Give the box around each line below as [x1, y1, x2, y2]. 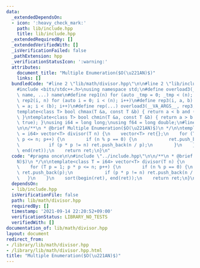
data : [6, 8, 20, 15]
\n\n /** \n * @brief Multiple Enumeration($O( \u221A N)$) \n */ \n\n [17, 125, 183, 131]
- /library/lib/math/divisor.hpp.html [6, 247, 102, 254]
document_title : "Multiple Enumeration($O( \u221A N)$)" [17, 70, 156, 76]
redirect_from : [6, 236, 44, 242]
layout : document [6, 230, 49, 236]
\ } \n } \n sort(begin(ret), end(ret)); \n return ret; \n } [17, 175, 190, 181]
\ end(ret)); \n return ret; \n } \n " [17, 147, 111, 153]
